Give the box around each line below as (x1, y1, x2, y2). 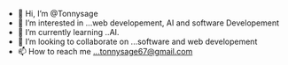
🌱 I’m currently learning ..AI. (17, 27, 120, 37)
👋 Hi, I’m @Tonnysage (17, 9, 99, 18)
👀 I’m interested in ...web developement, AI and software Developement (17, 18, 280, 28)
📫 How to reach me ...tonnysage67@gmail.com (17, 47, 193, 56)
